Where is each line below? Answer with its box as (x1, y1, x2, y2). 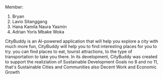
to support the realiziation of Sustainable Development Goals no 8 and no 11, (5, 59, 159, 64)
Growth (5, 69, 20, 75)
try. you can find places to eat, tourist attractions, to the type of (5, 48, 133, 54)
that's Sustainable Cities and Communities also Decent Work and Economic (5, 64, 157, 70)
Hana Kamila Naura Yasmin (12, 24, 67, 30)
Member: (5, 4, 23, 10)
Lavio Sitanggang (12, 19, 48, 24)
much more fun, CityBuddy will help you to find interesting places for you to (5, 44, 157, 49)
